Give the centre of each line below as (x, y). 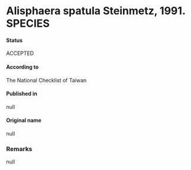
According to (22, 67)
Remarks (19, 149)
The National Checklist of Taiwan (46, 80)
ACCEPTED (20, 53)
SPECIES (28, 23)
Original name (24, 120)
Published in (22, 94)
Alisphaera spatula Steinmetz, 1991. (96, 11)
